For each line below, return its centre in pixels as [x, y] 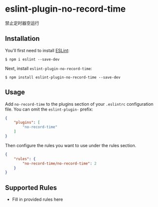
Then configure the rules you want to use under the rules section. [71, 145]
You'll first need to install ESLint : [37, 50]
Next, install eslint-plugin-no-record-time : [49, 68]
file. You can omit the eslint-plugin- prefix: [49, 109]
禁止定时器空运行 [22, 23]
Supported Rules [31, 188]
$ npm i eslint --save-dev [32, 59]
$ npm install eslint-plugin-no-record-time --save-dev [63, 77]
